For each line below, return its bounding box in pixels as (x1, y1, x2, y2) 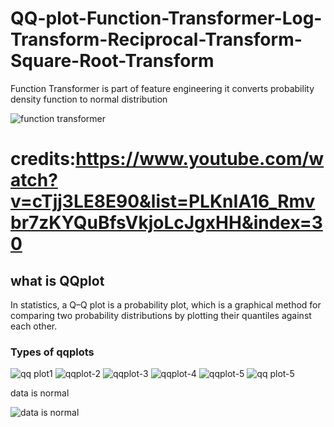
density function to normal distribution (10, 93, 168, 105)
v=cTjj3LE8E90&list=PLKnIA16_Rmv (10, 190, 316, 213)
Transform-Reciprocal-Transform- (10, 28, 303, 51)
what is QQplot (10, 272, 105, 289)
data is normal (10, 387, 70, 399)
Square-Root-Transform (10, 50, 215, 72)
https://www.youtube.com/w (75, 148, 325, 171)
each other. (10, 320, 58, 332)
